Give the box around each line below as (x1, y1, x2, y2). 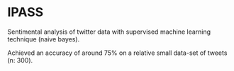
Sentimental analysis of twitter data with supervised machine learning (7, 27, 211, 36)
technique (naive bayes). (7, 34, 80, 43)
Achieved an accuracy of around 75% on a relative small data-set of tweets (7, 49, 228, 57)
